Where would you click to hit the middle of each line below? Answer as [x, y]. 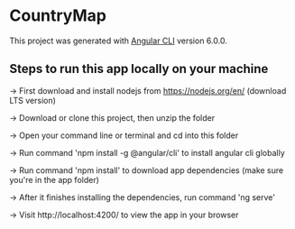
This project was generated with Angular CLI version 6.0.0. [118, 41]
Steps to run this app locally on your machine [139, 69]
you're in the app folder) [54, 179]
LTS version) [33, 100]
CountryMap [58, 16]
